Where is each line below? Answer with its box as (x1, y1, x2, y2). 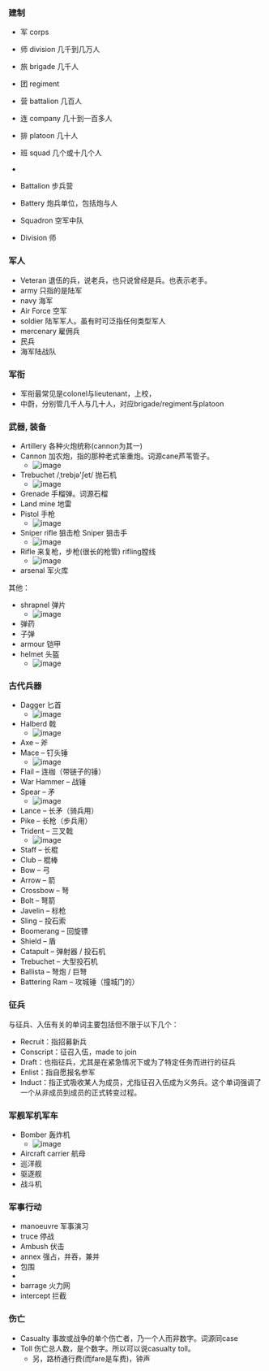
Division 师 (19, 233, 57, 243)
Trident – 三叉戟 (19, 827, 74, 836)
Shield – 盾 (19, 936, 57, 946)
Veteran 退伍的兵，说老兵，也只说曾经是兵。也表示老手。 (19, 275, 212, 285)
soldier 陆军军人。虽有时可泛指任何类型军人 (19, 315, 166, 326)
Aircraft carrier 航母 (19, 1148, 86, 1159)
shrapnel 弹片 (19, 600, 66, 610)
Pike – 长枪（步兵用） (19, 816, 92, 826)
